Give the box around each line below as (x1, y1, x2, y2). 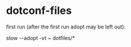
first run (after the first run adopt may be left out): (6, 23, 126, 30)
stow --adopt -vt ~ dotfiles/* (6, 34, 75, 41)
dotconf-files (6, 4, 72, 17)
